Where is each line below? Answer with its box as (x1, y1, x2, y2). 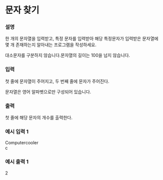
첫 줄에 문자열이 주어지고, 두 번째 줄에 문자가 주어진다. (5, 78, 109, 84)
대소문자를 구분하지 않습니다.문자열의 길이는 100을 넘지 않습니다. (5, 53, 130, 59)
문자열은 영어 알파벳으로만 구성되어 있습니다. (5, 89, 92, 95)
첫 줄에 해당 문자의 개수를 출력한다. (5, 115, 73, 120)
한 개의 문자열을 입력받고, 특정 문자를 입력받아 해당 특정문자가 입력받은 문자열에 (5, 36, 159, 42)
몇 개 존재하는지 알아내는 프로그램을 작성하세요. (5, 42, 97, 48)
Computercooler (5, 140, 39, 146)
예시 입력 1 (5, 128, 29, 135)
